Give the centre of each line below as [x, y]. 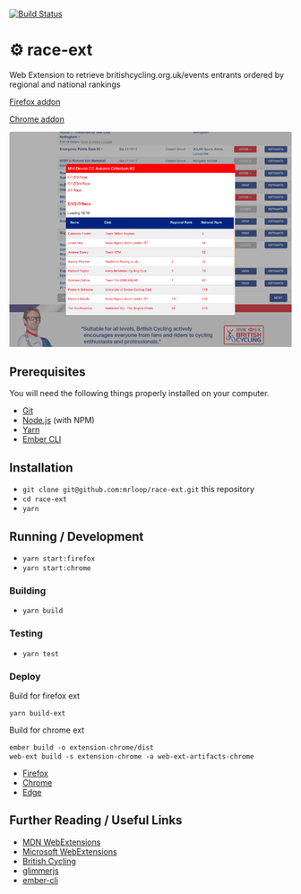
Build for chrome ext [47, 730]
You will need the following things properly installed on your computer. [139, 394]
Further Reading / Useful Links [96, 820]
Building [28, 590]
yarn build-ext [38, 713]
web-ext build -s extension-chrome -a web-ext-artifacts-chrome [132, 756]
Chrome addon [37, 119]
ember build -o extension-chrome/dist [82, 747]
